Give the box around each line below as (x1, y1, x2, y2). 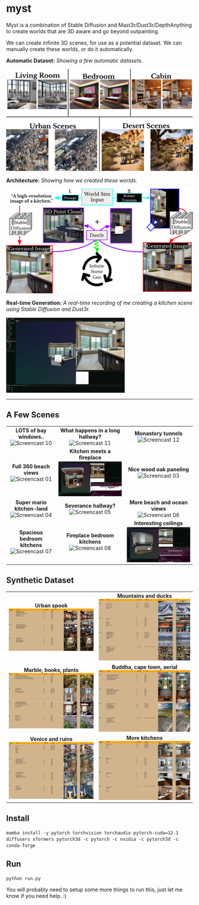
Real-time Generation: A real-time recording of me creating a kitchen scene (6, 299, 193, 307)
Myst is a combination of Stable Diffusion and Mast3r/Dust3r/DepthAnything (6, 21, 192, 28)
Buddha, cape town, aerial (111, 663, 178, 671)
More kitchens (126, 734, 163, 741)
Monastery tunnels (134, 430, 183, 437)
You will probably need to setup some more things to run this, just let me (6, 886, 183, 893)
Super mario (15, 499, 47, 506)
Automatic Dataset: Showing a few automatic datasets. (6, 57, 143, 64)
